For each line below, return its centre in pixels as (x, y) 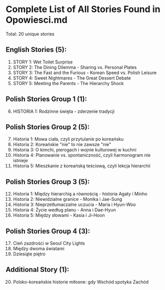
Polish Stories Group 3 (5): (48, 182)
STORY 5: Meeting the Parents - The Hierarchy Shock (68, 83)
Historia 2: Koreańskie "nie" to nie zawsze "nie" (62, 144)
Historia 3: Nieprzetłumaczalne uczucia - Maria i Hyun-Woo (74, 204)
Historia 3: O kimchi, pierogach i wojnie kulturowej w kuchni (75, 150)
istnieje (20, 161)
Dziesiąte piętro (29, 254)
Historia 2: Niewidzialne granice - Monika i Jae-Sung (67, 199)
